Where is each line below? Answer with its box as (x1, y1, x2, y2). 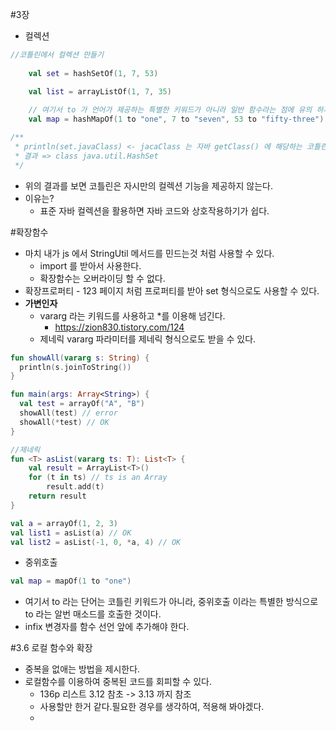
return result (28, 491, 87, 501)
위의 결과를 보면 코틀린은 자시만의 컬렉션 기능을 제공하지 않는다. (24, 179, 273, 192)
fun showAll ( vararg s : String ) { (10, 353, 150, 363)
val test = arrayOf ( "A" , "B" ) (19, 399, 145, 409)
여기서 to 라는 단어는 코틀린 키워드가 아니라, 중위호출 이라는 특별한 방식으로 (24, 596, 319, 608)
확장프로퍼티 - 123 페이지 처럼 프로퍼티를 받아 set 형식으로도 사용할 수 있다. (24, 284, 320, 297)
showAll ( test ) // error (19, 408, 118, 418)
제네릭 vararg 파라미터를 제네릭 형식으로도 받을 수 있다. (39, 333, 257, 345)
